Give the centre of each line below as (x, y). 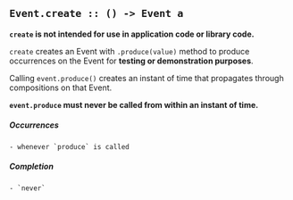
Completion (31, 167)
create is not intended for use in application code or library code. (132, 34)
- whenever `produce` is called (69, 146)
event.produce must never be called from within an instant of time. (134, 104)
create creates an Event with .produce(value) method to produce (130, 51)
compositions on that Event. (61, 87)
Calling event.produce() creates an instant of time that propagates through (146, 78)
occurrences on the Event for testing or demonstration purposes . (131, 61)
